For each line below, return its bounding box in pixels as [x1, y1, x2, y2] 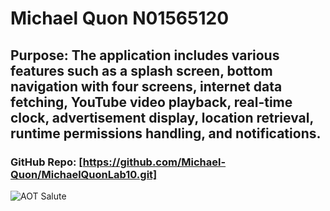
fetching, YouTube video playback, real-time [10, 93, 293, 111]
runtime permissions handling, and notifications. [10, 125, 322, 142]
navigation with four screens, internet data [10, 78, 283, 95]
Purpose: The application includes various [10, 47, 280, 64]
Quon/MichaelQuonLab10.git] [10, 167, 158, 181]
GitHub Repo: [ [10, 155, 83, 169]
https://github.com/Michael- [82, 155, 227, 169]
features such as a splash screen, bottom [10, 62, 273, 79]
